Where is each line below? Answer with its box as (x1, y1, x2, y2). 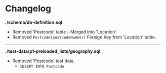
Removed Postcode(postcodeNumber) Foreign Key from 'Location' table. (12, 34, 156, 40)
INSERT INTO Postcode (19, 64, 64, 69)
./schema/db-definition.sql (5, 19, 63, 25)
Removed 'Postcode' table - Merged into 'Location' (12, 29, 117, 35)
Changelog (5, 3, 51, 14)
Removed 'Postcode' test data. (12, 58, 75, 64)
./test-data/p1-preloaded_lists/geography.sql (5, 48, 101, 54)
